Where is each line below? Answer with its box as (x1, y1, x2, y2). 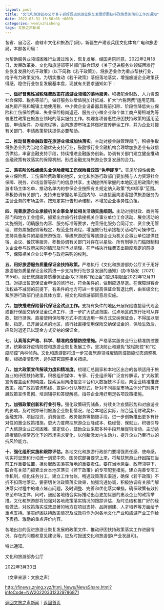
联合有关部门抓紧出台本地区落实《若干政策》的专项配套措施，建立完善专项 (5, 467, 155, 473)
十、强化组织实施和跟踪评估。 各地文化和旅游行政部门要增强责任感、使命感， (5, 449, 159, 454)
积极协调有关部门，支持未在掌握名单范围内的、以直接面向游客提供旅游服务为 (5, 192, 159, 198)
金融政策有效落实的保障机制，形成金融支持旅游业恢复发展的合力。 (5, 157, 138, 162)
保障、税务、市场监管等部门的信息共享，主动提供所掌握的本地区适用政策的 (5, 180, 155, 186)
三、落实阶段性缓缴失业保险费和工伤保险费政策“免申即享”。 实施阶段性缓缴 (5, 167, 155, 173)
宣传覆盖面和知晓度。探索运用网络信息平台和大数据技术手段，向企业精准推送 (5, 379, 159, 385)
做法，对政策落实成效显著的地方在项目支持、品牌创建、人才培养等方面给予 (9, 504, 159, 510)
